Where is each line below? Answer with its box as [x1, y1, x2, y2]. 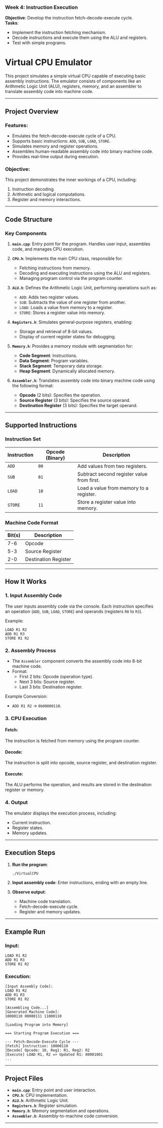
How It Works [5, 577, 47, 586]
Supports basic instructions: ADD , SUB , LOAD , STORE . [12, 138, 111, 144]
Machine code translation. [19, 899, 72, 905]
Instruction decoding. [12, 186, 55, 192]
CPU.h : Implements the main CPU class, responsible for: [12, 255, 123, 261]
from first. [77, 477, 100, 483]
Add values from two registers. [77, 462, 147, 469]
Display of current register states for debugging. [19, 333, 116, 339]
